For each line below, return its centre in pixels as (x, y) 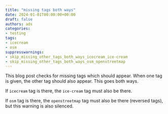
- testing (16, 33)
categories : (18, 29)
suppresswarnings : (25, 52)
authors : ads (19, 24)
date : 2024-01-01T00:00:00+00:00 (40, 15)
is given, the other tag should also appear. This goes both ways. (72, 81)
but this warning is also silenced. (39, 106)
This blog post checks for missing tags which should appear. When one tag (84, 76)
